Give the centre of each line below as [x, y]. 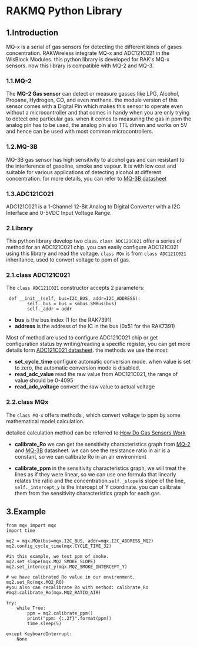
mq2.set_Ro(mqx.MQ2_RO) [35, 582]
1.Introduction [32, 33]
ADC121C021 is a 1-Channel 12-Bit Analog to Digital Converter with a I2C [93, 206]
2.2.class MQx [27, 402]
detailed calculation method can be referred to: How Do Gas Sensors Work [96, 433]
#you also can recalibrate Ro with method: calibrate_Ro [77, 587]
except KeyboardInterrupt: [39, 634]
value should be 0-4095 [44, 380]
